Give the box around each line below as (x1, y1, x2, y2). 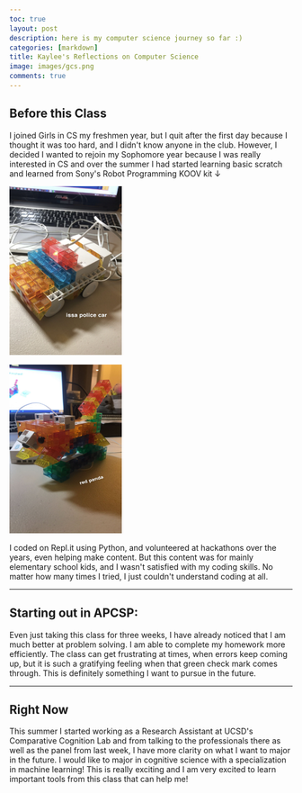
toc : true (9, 14, 47, 23)
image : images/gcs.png (9, 62, 94, 71)
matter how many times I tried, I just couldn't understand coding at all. (9, 571, 269, 581)
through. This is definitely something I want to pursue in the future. (9, 667, 256, 679)
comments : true (9, 72, 67, 81)
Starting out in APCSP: (9, 606, 138, 621)
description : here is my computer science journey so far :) (9, 33, 244, 42)
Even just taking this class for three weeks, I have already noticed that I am (9, 629, 286, 640)
